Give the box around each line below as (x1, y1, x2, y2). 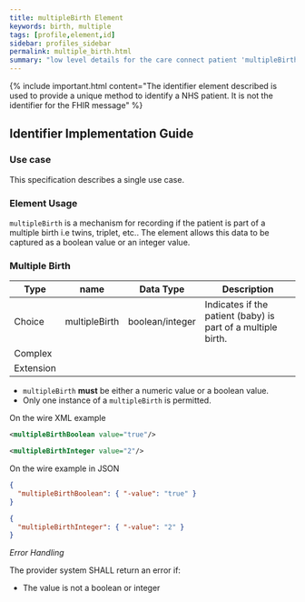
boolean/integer (127, 316, 197, 328)
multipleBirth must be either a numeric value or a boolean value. (22, 386, 270, 396)
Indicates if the (204, 298, 269, 311)
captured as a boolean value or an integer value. (9, 236, 191, 247)
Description (221, 283, 274, 296)
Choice (14, 316, 45, 328)
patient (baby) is (204, 310, 275, 323)
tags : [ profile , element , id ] (9, 30, 116, 39)
